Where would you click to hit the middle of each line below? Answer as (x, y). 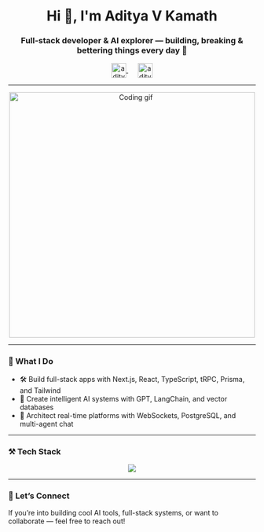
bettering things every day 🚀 (132, 50)
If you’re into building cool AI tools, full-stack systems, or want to (113, 513)
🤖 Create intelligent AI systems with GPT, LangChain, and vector (123, 398)
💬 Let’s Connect (39, 496)
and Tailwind (40, 390)
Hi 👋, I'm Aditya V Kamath (132, 16)
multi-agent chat (46, 424)
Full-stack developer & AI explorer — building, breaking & (132, 41)
